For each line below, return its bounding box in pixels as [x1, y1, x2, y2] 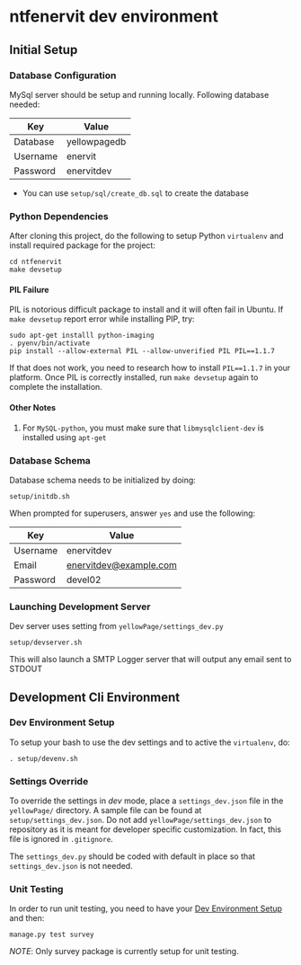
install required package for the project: [9, 240, 155, 251]
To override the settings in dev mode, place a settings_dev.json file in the [9, 795, 284, 806]
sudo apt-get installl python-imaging [9, 331, 155, 341]
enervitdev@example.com [66, 559, 178, 571]
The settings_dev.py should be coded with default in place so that [9, 851, 256, 862]
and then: [9, 913, 45, 924]
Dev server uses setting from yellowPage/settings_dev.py [9, 621, 224, 632]
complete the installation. [9, 382, 103, 393]
